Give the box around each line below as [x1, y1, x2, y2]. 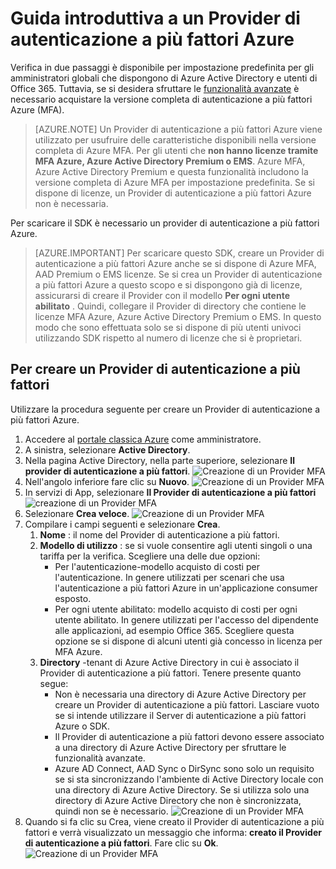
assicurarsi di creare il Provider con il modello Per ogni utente [34, 289, 290, 301]
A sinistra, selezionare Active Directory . [24, 443, 191, 456]
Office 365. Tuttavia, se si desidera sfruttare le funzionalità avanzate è [10, 82, 300, 94]
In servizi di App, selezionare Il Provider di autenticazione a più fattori [24, 486, 317, 498]
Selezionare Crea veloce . [24, 507, 130, 519]
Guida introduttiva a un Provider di [10, 7, 301, 30]
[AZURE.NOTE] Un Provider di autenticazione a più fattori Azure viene [34, 123, 323, 135]
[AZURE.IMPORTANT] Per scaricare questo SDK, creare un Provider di [34, 247, 325, 259]
